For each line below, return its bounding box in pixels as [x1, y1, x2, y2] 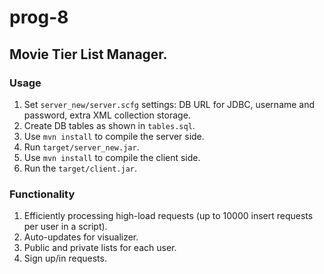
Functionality [9, 187, 76, 201]
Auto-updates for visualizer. [23, 231, 139, 243]
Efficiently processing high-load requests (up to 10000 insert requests [23, 210, 314, 222]
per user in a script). [23, 221, 108, 233]
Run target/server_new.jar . [23, 141, 140, 153]
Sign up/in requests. [23, 252, 107, 265]
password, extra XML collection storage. [23, 109, 191, 121]
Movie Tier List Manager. [9, 46, 168, 63]
